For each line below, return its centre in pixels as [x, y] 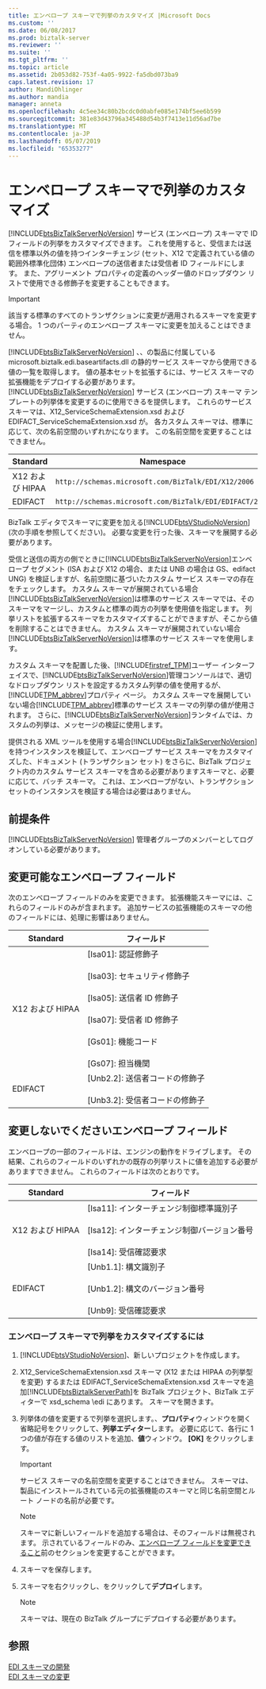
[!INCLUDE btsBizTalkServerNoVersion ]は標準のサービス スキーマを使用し [128, 638]
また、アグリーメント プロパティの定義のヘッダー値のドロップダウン [135, 273]
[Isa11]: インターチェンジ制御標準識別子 [162, 1208]
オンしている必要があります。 [57, 850]
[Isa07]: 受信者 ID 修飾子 [133, 1020]
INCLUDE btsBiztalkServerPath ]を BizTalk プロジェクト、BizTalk [135, 1392]
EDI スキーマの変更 [39, 1676]
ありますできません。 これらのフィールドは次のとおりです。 [106, 1171]
